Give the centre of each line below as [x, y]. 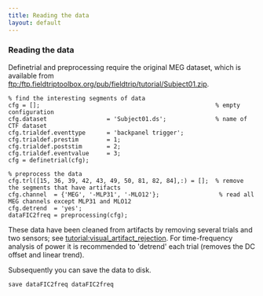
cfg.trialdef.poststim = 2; [65, 146]
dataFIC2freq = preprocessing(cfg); [68, 215]
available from [31, 75]
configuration [31, 112]
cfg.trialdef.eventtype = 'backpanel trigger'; [96, 133]
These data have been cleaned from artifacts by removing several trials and [130, 229]
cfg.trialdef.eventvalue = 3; [65, 153]
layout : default [35, 23]
